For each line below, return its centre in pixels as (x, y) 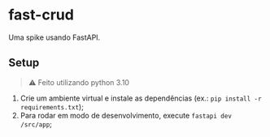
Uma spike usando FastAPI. (54, 37)
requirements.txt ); (52, 106)
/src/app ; (36, 124)
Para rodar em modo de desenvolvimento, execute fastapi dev (126, 115)
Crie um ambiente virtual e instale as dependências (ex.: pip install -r (141, 98)
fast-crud (41, 15)
